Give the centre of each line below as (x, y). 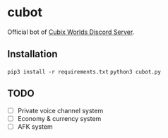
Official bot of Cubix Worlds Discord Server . (71, 32)
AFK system (35, 126)
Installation (32, 54)
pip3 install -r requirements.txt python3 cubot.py (84, 71)
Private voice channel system (60, 110)
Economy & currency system (59, 118)
